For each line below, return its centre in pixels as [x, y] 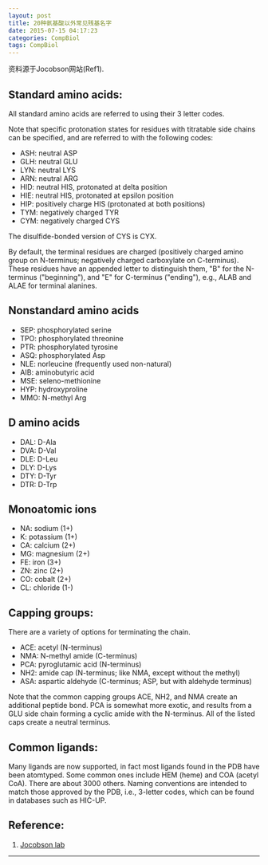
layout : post [30, 16]
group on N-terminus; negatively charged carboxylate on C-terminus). [124, 260]
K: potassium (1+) [49, 537]
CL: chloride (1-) [46, 588]
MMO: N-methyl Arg [53, 397]
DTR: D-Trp [38, 484]
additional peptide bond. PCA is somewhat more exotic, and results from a [130, 706]
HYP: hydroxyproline [53, 389]
